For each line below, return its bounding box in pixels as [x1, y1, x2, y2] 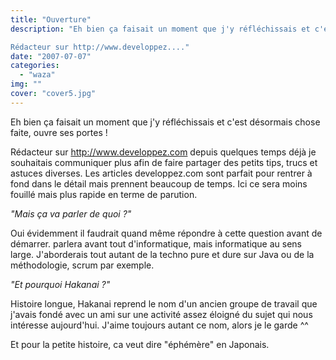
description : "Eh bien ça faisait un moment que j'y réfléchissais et [10, 24, 311, 34]
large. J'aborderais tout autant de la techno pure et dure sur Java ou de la [10, 248, 315, 260]
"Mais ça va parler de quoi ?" [10, 207, 132, 220]
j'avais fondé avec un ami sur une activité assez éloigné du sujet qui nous [10, 308, 313, 320]
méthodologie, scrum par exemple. [10, 259, 155, 271]
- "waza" [19, 70, 56, 80]
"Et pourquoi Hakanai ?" [10, 278, 111, 290]
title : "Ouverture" [10, 14, 92, 25]
